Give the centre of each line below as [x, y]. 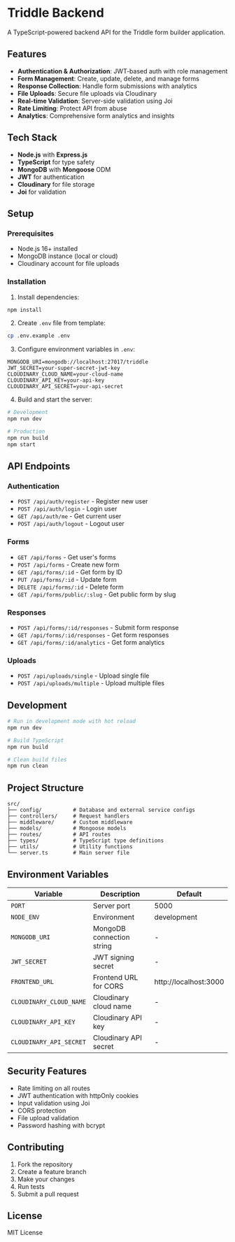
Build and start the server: [55, 399]
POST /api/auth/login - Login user [67, 509]
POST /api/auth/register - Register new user [83, 501]
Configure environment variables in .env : [76, 349]
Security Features [47, 1071]
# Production [26, 431]
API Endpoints [39, 466]
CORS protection [42, 1111]
